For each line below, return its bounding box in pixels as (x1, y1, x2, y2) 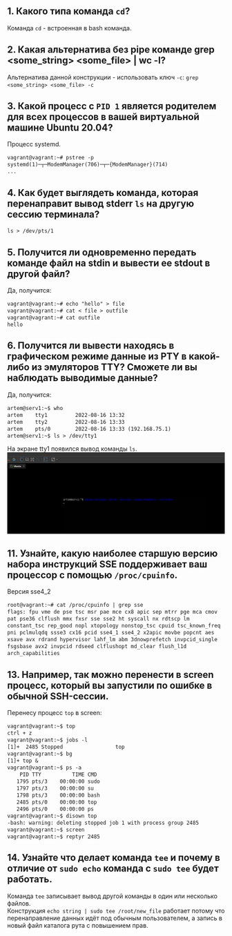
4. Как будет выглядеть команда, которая (7, 186, 199, 199)
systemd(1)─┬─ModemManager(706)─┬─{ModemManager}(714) (7, 162, 168, 168)
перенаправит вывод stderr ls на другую (7, 197, 195, 209)
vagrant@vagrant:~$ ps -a (7, 764, 81, 771)
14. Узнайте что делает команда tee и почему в (7, 852, 221, 864)
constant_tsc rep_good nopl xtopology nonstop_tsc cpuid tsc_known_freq (7, 623, 221, 630)
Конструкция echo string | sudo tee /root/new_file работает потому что (7, 906, 225, 915)
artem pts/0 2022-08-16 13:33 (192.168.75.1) (7, 425, 171, 432)
